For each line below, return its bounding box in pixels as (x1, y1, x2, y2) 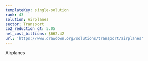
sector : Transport (5, 21, 44, 27)
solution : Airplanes (5, 17, 49, 22)
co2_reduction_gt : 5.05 (5, 26, 56, 32)
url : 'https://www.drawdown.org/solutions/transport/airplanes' (5, 36, 144, 41)
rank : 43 (5, 12, 24, 17)
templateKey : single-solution (5, 7, 69, 13)
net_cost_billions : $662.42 (5, 31, 65, 36)
